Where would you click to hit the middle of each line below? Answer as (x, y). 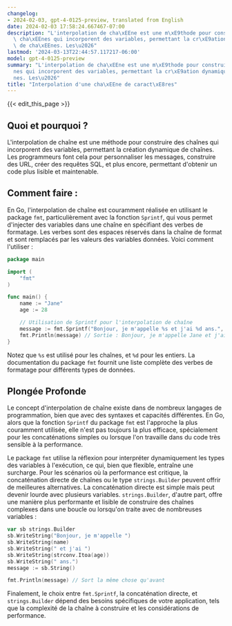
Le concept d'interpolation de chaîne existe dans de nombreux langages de (115, 408)
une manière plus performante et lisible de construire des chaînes (101, 502)
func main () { (28, 297)
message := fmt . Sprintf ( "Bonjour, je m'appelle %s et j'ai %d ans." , (122, 329)
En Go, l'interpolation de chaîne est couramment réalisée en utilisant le (108, 210)
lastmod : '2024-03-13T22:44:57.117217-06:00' (74, 53)
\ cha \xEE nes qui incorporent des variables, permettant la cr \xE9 (113, 39)
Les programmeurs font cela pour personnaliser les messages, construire (112, 157)
